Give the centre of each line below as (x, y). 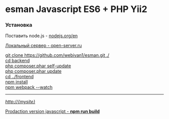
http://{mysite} (20, 102)
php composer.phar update (33, 71)
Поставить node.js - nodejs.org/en (41, 36)
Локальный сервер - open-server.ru (44, 46)
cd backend (18, 61)
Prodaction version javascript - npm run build (53, 111)
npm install (17, 82)
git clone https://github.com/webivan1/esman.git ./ (57, 55)
